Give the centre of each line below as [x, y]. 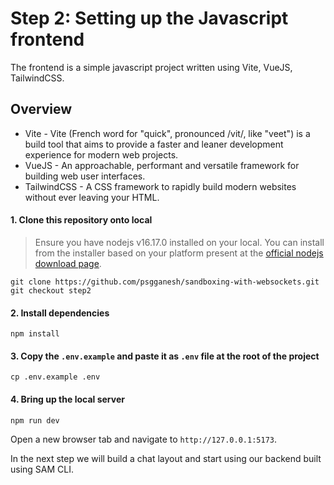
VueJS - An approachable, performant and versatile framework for [162, 165]
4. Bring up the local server [67, 399]
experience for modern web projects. [101, 154]
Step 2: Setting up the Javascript [149, 18]
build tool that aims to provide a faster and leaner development [154, 144]
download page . [68, 263]
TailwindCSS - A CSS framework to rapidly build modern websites [160, 186]
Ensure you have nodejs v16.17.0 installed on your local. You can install [179, 242]
